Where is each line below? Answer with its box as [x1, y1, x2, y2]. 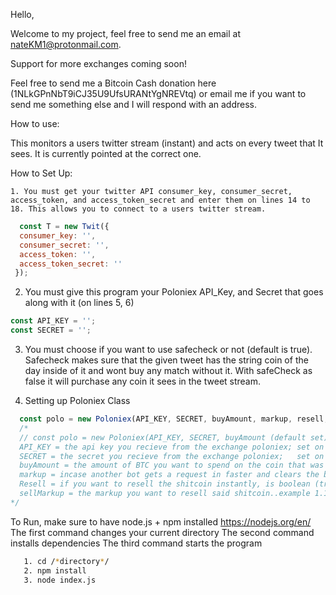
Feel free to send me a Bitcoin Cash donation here [10, 77, 217, 89]
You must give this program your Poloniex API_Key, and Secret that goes [24, 286, 324, 298]
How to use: [10, 118, 60, 129]
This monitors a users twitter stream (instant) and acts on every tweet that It [10, 137, 324, 149]
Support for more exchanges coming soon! [10, 58, 187, 69]
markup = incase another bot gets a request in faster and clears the [19, 470, 320, 480]
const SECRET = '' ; [10, 325, 92, 336]
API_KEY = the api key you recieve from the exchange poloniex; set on [19, 442, 325, 452]
